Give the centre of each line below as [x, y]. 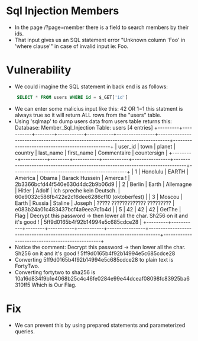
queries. [25, 331]
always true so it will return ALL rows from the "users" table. [88, 115]
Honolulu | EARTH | [165, 171]
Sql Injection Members [63, 11]
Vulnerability [39, 70]
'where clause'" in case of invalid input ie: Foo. [72, 46]
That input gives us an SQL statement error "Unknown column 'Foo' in [100, 40]
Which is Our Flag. [54, 285]
